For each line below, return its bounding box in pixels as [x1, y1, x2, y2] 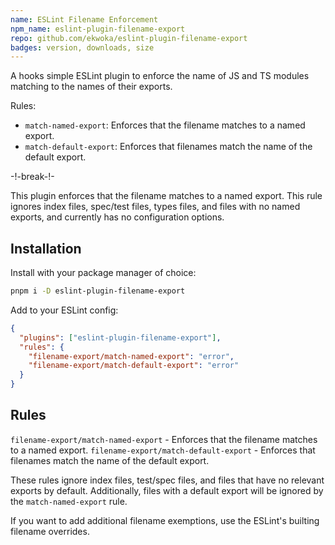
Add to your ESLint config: [10, 304, 119, 316]
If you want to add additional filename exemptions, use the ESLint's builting [10, 514, 320, 526]
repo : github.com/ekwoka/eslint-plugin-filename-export [10, 33, 248, 43]
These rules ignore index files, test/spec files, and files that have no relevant [10, 474, 325, 486]
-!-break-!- [10, 171, 55, 183]
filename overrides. [10, 525, 90, 537]
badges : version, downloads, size [10, 42, 155, 53]
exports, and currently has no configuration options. [10, 211, 225, 223]
